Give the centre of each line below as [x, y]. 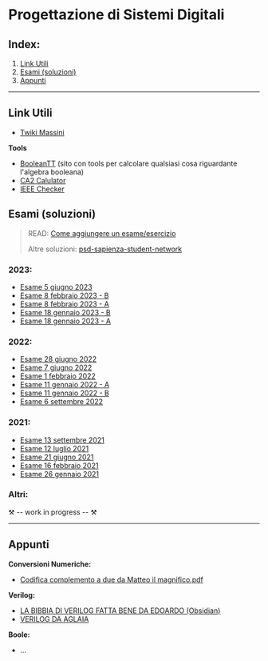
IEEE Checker [42, 189]
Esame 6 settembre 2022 [61, 402]
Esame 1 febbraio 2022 [57, 376]
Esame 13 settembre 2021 [62, 440]
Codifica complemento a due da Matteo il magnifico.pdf [111, 579]
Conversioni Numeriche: [50, 564]
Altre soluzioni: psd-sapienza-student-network [105, 249]
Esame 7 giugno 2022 [56, 368]
